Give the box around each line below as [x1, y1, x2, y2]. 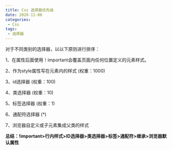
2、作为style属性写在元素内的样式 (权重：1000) [5, 68, 105, 74]
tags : [5, 27, 17, 32]
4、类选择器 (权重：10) [5, 90, 54, 95]
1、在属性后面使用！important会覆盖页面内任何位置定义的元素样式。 [5, 57, 149, 63]
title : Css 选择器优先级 [5, 7, 54, 13]
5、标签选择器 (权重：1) [5, 100, 55, 106]
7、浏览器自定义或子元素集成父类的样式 [5, 122, 89, 128]
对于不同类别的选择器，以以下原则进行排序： [5, 46, 100, 52]
